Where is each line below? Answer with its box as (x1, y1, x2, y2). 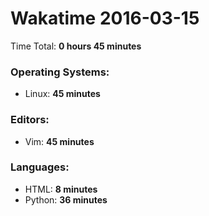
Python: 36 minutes (24, 193, 108, 206)
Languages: (10, 160, 70, 174)
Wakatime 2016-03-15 (10, 7, 200, 30)
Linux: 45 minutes (24, 88, 101, 100)
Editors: (10, 113, 50, 127)
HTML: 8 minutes (24, 183, 98, 195)
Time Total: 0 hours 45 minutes (10, 40, 142, 52)
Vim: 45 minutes (24, 135, 95, 147)
